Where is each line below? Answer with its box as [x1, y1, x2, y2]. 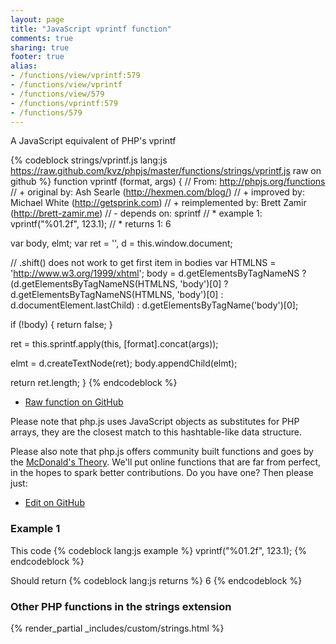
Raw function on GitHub [24, 396, 124, 408]
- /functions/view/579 [10, 89, 105, 99]
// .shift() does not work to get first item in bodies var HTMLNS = [10, 257, 277, 269]
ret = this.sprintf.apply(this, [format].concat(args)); [10, 338, 219, 350]
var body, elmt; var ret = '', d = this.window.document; [10, 237, 233, 250]
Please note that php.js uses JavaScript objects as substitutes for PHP [10, 416, 300, 428]
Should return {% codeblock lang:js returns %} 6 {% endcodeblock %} [10, 574, 303, 586]
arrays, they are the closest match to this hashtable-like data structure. [10, 426, 303, 438]
